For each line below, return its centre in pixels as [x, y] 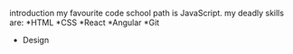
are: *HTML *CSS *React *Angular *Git [85, 22]
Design [36, 40]
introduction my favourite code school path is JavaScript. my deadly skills [147, 13]
